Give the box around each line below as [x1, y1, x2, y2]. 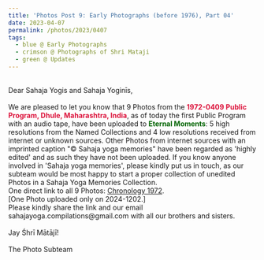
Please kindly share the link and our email [8, 202, 143, 212]
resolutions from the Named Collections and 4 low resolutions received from [8, 127, 256, 136]
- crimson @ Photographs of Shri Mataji [15, 48, 150, 56]
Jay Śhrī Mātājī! [8, 228, 59, 237]
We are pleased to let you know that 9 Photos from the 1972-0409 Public [8, 102, 247, 111]
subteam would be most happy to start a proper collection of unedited [8, 169, 236, 178]
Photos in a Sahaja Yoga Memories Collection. [8, 177, 158, 187]
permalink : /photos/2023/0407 [8, 26, 108, 34]
